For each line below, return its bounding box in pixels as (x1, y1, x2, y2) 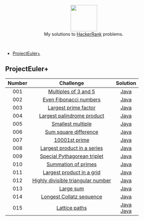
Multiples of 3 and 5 (48, 88, 96, 95)
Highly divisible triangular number (32, 177, 111, 184)
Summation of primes (46, 161, 97, 168)
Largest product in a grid (42, 169, 101, 176)
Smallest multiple (51, 120, 92, 127)
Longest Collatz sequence (41, 193, 103, 200)
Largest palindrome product (39, 112, 105, 119)
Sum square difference (44, 128, 99, 135)
